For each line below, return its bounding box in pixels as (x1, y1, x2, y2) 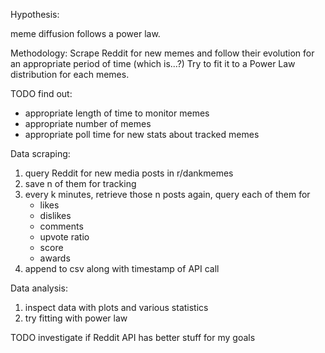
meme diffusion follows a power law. (10, 28, 161, 39)
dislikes (39, 210, 72, 221)
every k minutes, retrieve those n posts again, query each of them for (24, 189, 311, 200)
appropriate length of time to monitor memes (24, 107, 210, 119)
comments (39, 220, 84, 232)
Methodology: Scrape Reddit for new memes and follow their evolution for (10, 47, 315, 59)
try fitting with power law (24, 312, 128, 324)
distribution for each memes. (10, 69, 130, 80)
